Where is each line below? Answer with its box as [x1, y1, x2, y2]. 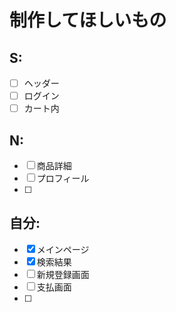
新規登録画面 [36, 268, 90, 280]
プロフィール [36, 172, 90, 184]
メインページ [36, 243, 90, 255]
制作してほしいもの [9, 9, 167, 32]
